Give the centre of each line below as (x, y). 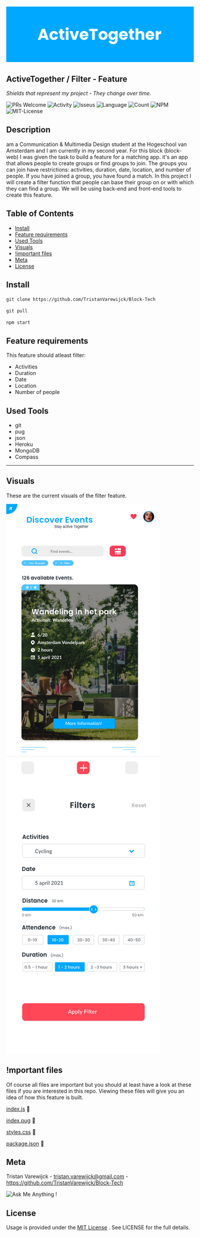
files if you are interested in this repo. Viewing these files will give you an (95, 1091)
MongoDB (27, 450)
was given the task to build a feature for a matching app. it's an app (105, 157)
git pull (17, 311)
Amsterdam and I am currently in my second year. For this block (85, 150)
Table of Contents (40, 214)
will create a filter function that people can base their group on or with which (100, 182)
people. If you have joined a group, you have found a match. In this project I (99, 176)
